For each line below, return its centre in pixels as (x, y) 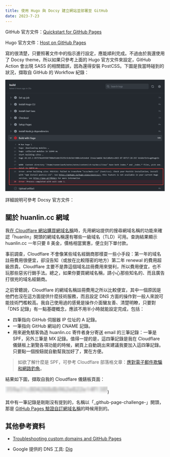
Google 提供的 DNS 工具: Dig (42, 449)
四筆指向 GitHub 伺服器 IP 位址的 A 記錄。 (56, 320)
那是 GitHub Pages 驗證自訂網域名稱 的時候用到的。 (59, 409)
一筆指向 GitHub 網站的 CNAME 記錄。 (53, 326)
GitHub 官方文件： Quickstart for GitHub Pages (54, 32)
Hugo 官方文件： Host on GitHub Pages (46, 43)
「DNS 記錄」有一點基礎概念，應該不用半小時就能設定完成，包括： (75, 309)
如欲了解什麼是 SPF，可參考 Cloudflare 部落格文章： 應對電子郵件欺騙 (90, 362)
